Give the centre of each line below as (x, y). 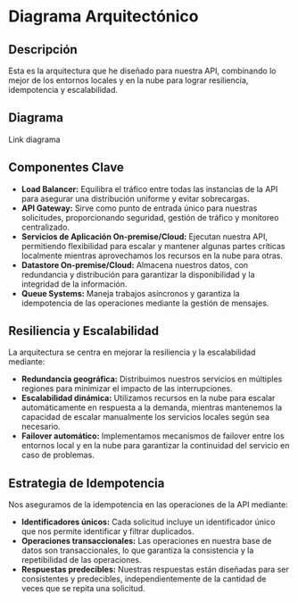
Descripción (43, 50)
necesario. (41, 427)
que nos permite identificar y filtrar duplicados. (108, 531)
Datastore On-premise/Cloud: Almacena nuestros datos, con (135, 264)
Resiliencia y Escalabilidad (84, 331)
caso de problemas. (58, 455)
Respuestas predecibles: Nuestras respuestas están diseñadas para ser (155, 570)
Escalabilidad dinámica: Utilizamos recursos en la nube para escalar (148, 398)
